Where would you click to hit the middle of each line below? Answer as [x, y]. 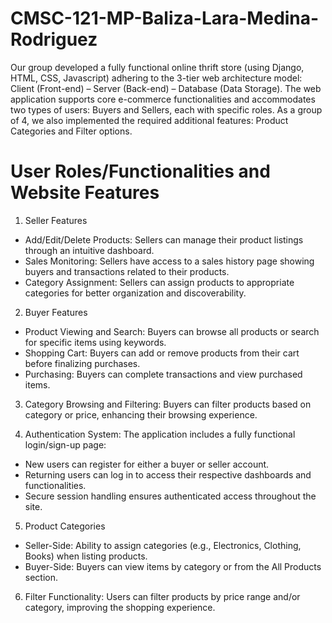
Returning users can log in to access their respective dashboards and [168, 474]
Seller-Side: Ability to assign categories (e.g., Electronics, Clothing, [163, 545]
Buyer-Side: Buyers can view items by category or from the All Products [173, 566]
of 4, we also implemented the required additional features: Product [149, 120]
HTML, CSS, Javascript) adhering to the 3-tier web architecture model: [156, 78]
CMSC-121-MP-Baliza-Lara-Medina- [165, 18]
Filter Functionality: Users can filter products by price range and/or [162, 596]
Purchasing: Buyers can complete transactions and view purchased [163, 374]
